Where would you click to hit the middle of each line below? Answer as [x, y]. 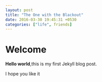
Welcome [26, 50]
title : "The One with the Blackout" [44, 15]
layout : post [19, 10]
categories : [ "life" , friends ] [39, 24]
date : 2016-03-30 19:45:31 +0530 [41, 19]
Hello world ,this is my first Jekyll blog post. [51, 64]
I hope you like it [23, 74]
